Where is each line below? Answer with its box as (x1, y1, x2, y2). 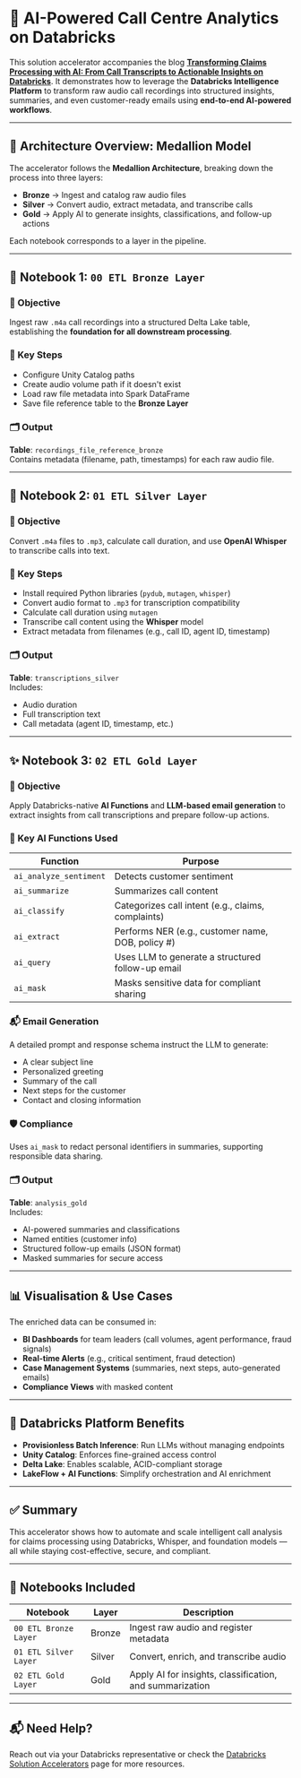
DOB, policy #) (114, 936, 176, 949)
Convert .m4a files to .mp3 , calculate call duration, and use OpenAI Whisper (9, 535, 288, 546)
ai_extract (13, 932, 60, 942)
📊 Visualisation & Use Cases (9, 1288, 173, 1303)
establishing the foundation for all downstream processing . (9, 326, 233, 337)
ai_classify (13, 906, 65, 917)
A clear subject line (21, 1057, 94, 1067)
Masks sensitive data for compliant (114, 977, 262, 989)
